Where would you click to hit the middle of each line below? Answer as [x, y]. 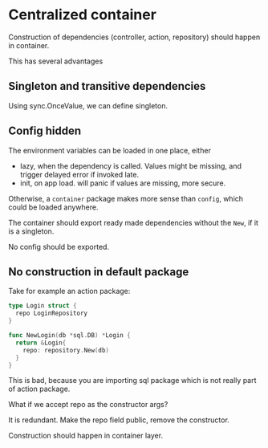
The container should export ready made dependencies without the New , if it [134, 222]
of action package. [39, 389]
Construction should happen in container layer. [85, 436]
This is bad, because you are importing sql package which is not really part [132, 381]
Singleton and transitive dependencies [107, 86]
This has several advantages [56, 61]
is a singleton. [31, 231]
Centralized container [82, 15]
